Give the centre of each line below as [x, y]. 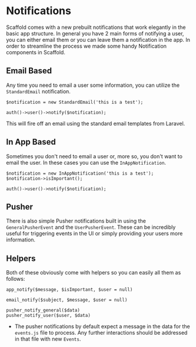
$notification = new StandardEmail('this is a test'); [75, 102]
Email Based [29, 71]
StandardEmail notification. [38, 91]
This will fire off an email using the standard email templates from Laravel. [96, 123]
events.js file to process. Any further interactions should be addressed [101, 333]
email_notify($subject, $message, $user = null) [67, 300]
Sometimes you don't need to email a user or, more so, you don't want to [94, 156]
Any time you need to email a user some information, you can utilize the [93, 85]
